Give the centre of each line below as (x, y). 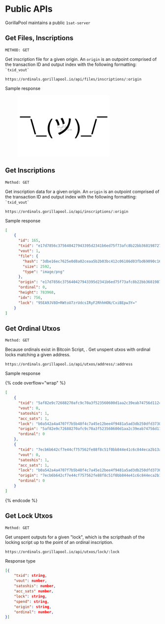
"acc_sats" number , (34, 591)
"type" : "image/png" (44, 272)
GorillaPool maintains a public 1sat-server (48, 23)
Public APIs (29, 9)
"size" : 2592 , (37, 266)
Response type (20, 561)
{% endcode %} (21, 500)
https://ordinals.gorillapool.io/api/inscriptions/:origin (67, 212)
